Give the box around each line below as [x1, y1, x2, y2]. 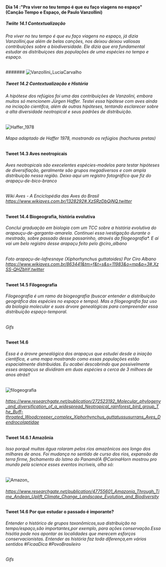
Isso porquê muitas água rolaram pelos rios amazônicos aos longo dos [5, 446, 151, 452]
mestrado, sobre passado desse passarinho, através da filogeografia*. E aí [5, 235, 159, 242]
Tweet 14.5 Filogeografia [5, 282, 58, 287]
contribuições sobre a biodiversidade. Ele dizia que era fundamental [5, 43, 145, 49]
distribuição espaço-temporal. [5, 309, 68, 315]
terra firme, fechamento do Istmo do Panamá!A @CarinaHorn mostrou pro [5, 456, 157, 462]
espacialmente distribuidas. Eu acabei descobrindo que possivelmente [5, 361, 150, 367]
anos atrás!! [5, 371, 31, 377]
